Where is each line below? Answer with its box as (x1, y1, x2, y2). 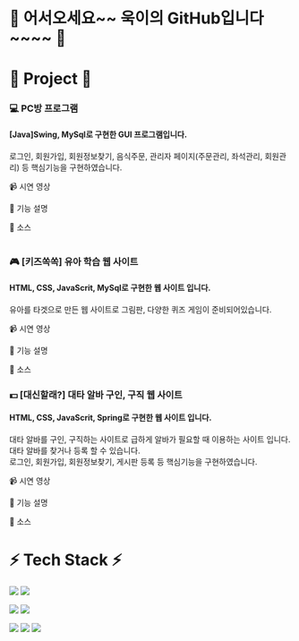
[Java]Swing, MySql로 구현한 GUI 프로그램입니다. (9, 129, 188, 140)
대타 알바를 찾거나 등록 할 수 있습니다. (9, 445, 141, 456)
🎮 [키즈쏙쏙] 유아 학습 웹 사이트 (9, 256, 139, 269)
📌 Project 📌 (9, 69, 92, 90)
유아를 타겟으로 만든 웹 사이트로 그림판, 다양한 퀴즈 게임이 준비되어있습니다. (9, 303, 272, 314)
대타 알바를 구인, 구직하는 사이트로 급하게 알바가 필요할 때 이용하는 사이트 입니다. (9, 433, 291, 444)
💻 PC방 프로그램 (9, 102, 79, 115)
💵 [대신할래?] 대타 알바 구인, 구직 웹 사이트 (9, 389, 184, 401)
